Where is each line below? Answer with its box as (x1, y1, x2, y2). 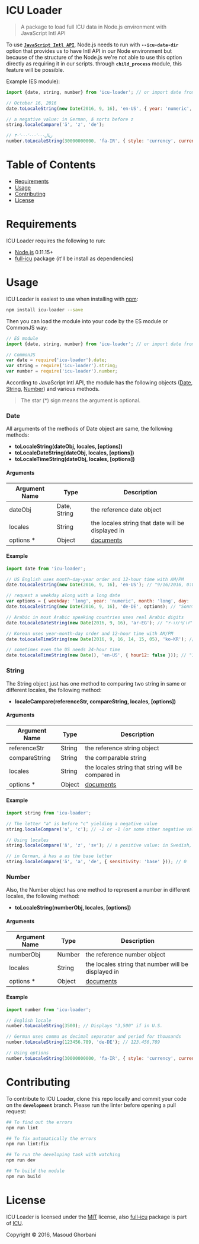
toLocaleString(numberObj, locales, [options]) (14, 904, 131, 911)
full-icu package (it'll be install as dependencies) (14, 255, 134, 262)
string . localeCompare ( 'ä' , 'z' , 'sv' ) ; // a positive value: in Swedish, (6, 842, 192, 848)
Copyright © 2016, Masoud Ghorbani (6, 1231, 97, 1238)
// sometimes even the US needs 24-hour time (6, 647, 120, 653)
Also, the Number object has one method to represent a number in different (6, 886, 191, 893)
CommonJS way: (6, 324, 48, 331)
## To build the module (6, 1168, 65, 1174)
